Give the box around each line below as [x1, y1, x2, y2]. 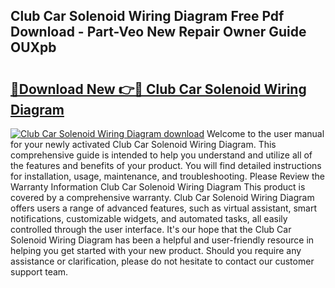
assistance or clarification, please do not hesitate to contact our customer [10, 255, 315, 267]
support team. [10, 266, 69, 278]
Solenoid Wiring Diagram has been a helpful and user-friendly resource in [10, 234, 315, 246]
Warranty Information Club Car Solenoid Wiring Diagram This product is [10, 181, 306, 193]
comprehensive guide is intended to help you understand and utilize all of [10, 149, 313, 161]
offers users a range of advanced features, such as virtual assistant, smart [10, 202, 318, 214]
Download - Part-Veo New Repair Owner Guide [10, 24, 307, 41]
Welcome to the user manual [206, 128, 325, 139]
